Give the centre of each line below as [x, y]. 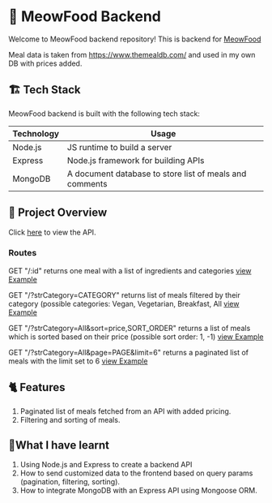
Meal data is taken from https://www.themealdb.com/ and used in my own [132, 54]
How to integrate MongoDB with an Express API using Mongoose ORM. [138, 491]
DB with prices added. [45, 63]
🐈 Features [37, 387]
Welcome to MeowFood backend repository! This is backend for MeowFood [135, 39]
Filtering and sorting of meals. [70, 419]
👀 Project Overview [58, 213]
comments [87, 183]
